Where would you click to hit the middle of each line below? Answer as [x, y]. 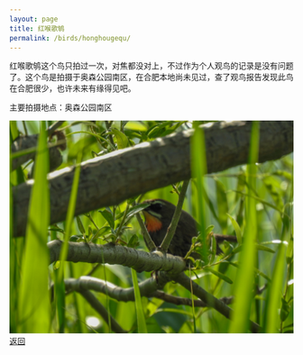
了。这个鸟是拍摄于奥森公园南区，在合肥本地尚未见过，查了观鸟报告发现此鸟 [151, 77]
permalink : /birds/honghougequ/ [70, 38]
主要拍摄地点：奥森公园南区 [61, 107]
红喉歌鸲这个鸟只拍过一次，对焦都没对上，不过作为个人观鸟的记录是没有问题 [151, 66]
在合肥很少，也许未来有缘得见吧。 [73, 88]
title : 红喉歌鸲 [37, 28]
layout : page [34, 19]
